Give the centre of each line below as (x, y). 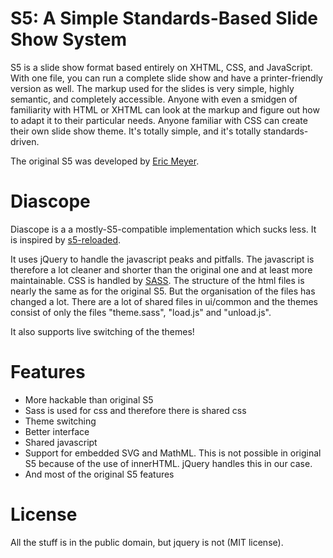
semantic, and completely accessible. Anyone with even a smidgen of (154, 99)
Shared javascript (61, 442)
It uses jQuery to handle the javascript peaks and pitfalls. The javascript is (162, 259)
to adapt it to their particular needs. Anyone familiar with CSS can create (159, 120)
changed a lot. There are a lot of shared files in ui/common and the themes (164, 301)
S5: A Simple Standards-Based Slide (164, 18)
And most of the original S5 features (99, 474)
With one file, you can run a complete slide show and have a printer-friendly (166, 78)
